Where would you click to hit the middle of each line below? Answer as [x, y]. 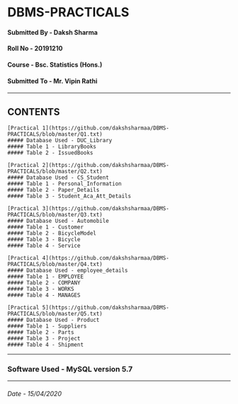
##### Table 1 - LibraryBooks [52, 146]
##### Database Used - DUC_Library [60, 140]
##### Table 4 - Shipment [45, 345]
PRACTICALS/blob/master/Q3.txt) [55, 214]
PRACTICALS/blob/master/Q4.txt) [55, 264]
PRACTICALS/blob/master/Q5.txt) [55, 313]
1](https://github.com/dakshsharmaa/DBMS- [106, 128]
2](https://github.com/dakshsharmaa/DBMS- [106, 165]
